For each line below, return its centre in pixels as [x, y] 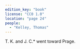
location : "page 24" [26, 18]
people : [13, 23]
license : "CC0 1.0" [25, 14]
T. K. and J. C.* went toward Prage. [40, 41]
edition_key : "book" [26, 9]
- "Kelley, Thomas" [29, 28]
